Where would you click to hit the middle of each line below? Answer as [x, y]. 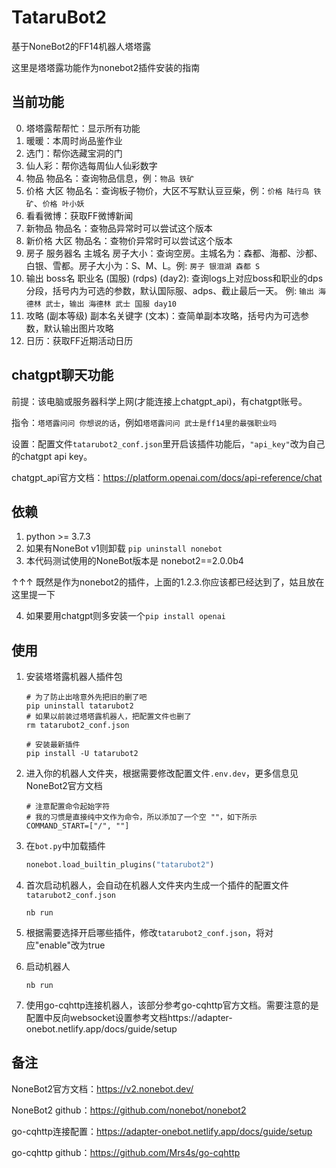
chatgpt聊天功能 [62, 375]
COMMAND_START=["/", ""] [77, 826]
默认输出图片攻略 [78, 328]
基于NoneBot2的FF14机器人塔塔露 [81, 46]
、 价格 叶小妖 [59, 203]
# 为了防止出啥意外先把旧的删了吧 [86, 697]
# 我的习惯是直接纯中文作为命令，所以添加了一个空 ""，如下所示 [141, 817]
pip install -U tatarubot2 [82, 754]
